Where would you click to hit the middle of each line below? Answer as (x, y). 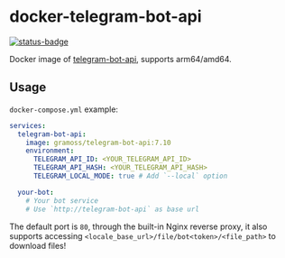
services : (28, 125)
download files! (38, 245)
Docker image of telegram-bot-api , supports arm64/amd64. (120, 59)
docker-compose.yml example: (64, 109)
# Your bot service (62, 200)
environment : (50, 151)
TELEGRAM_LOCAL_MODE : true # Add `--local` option (130, 176)
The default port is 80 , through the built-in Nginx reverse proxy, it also (138, 226)
